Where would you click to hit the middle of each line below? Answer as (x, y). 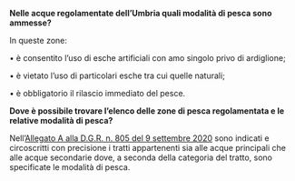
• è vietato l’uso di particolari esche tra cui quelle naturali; (117, 75)
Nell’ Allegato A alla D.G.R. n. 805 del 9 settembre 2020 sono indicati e (139, 138)
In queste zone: (39, 40)
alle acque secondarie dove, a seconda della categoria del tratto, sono (141, 157)
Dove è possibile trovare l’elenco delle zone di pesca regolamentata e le (147, 111)
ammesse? (30, 23)
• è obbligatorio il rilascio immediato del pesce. (98, 93)
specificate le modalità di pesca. (70, 167)
